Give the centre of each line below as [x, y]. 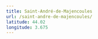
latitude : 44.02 [26, 22]
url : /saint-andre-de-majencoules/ [49, 17]
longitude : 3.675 [27, 27]
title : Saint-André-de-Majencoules [49, 11]
